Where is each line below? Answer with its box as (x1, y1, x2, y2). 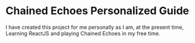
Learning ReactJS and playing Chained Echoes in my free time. (5, 29, 160, 37)
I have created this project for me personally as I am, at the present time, (5, 24, 184, 31)
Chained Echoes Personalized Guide (5, 4, 189, 18)
